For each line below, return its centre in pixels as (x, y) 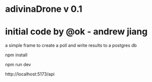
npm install (16, 55)
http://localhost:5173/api (30, 74)
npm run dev (18, 65)
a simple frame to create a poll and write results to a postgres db (71, 45)
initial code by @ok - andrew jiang (76, 32)
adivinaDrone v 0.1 (44, 9)
